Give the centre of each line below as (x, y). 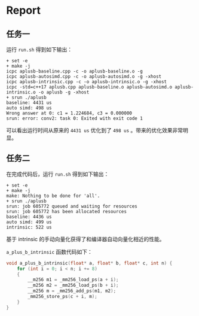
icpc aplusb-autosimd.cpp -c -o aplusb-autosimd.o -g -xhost (84, 77)
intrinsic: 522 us (29, 227)
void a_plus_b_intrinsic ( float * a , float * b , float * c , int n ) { (89, 263)
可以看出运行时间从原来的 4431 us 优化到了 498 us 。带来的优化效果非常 (95, 130)
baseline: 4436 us (29, 217)
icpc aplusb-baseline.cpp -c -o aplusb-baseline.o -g (75, 71)
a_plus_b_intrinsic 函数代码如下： (49, 251)
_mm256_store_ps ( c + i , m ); (62, 297)
